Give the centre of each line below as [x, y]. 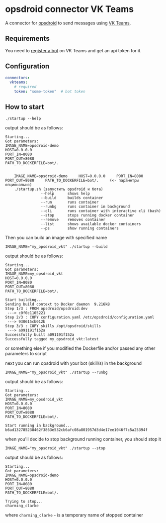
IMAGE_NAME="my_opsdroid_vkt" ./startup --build [56, 247]
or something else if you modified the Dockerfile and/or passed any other [80, 348]
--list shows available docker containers [91, 224]
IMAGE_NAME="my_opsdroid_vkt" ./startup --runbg [56, 372]
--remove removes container [73, 219]
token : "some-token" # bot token [50, 92]
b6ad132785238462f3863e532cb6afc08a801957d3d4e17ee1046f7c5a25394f [77, 430]
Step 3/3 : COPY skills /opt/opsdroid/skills [53, 326]
